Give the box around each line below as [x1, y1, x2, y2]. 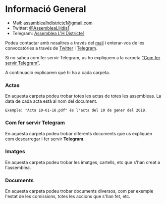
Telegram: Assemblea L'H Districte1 [12, 30, 85, 36]
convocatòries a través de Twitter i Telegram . [5, 45, 98, 51]
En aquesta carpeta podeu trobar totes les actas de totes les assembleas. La [5, 93, 162, 99]
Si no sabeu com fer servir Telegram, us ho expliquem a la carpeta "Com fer [5, 54, 161, 60]
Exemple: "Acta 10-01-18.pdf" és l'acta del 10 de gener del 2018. [5, 108, 148, 113]
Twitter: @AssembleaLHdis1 [12, 25, 70, 31]
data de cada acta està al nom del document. [5, 98, 98, 104]
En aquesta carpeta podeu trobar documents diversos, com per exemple [5, 188, 154, 194]
